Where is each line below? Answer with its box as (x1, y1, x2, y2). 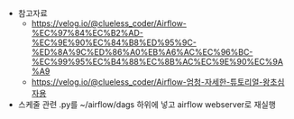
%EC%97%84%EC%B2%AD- (31, 28, 144, 38)
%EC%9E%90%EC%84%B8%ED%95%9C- (31, 37, 197, 48)
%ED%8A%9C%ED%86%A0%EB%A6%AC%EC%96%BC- (31, 47, 253, 57)
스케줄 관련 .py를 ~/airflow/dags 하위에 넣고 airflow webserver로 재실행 (17, 99, 277, 110)
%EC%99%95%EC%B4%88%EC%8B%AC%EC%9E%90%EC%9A (31, 57, 284, 67)
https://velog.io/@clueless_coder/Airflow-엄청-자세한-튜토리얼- (31, 77, 263, 87)
